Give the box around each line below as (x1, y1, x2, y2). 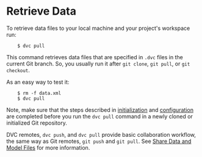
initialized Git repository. (6, 119, 67, 126)
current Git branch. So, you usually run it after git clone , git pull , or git (6, 60, 190, 67)
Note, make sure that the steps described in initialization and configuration (6, 106, 194, 114)
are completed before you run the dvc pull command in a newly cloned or (6, 112, 193, 120)
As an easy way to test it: (6, 78, 70, 86)
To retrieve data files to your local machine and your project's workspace (6, 24, 190, 32)
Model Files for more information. (6, 144, 90, 151)
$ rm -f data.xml (17, 90, 62, 96)
